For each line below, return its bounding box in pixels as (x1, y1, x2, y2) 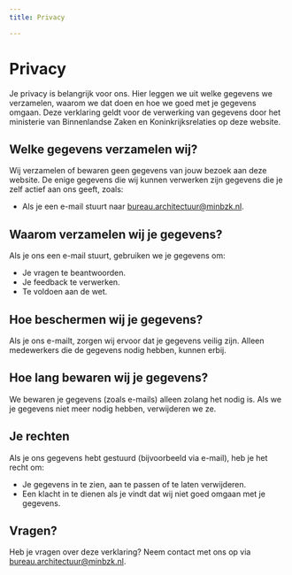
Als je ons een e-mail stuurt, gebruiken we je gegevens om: (9, 250, 226, 261)
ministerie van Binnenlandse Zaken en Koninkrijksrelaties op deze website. (9, 116, 281, 126)
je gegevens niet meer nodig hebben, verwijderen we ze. (9, 403, 217, 414)
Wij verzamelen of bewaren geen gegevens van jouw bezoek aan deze (9, 165, 267, 176)
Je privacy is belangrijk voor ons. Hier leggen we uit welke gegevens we (9, 88, 273, 98)
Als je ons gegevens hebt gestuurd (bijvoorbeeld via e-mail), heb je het (9, 452, 268, 463)
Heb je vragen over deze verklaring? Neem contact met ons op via (9, 547, 251, 557)
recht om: (9, 462, 44, 472)
